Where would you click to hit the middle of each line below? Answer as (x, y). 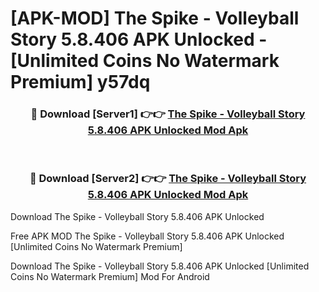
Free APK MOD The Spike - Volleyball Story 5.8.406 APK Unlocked (147, 236)
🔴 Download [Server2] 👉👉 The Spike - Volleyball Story (168, 179)
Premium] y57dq (80, 82)
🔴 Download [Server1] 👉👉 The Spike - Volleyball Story (168, 114)
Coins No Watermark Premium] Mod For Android (110, 276)
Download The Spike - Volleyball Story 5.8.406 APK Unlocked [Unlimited (160, 266)
